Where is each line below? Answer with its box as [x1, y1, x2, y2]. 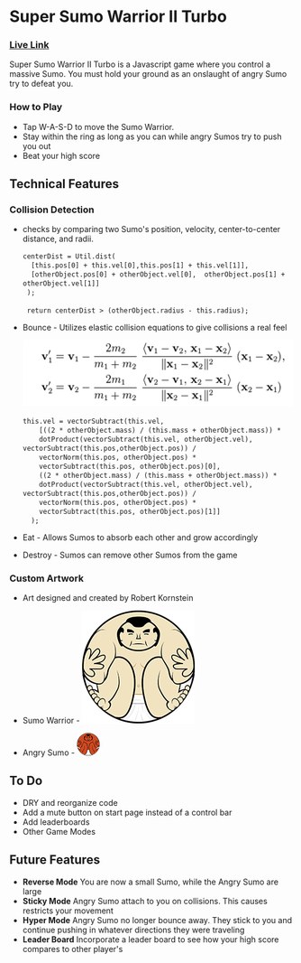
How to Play [9, 101, 63, 114]
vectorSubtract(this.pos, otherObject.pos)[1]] [39, 507, 221, 516]
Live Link [9, 39, 50, 51]
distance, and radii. [22, 233, 95, 245]
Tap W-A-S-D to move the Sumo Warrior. [22, 121, 175, 132]
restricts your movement [22, 905, 114, 916]
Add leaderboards [22, 816, 90, 827]
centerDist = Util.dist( [22, 252, 116, 261]
